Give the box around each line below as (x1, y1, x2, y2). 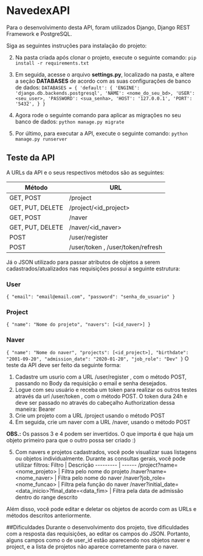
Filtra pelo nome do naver (57, 474, 123, 481)
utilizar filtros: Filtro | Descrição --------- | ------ (15, 461, 137, 468)
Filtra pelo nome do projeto (61, 467, 129, 475)
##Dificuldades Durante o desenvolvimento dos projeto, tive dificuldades (6, 523, 190, 530)
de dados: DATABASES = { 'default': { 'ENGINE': (15, 83, 140, 91)
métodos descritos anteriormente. (6, 512, 92, 519)
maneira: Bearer (15, 405, 56, 413)
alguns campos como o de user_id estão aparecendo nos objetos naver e (6, 536, 190, 544)
